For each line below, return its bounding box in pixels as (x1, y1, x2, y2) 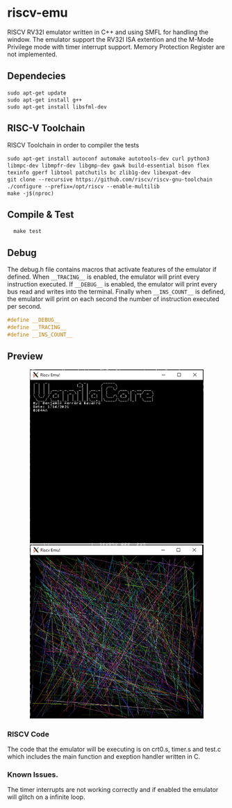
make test (13, 228, 42, 235)
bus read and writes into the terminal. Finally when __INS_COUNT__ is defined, (7, 287, 226, 296)
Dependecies (7, 70, 66, 82)
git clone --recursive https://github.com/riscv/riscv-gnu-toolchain (7, 176, 213, 183)
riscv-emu (7, 5, 68, 21)
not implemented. (7, 50, 58, 58)
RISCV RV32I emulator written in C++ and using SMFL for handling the (7, 28, 209, 36)
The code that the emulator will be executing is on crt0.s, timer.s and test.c (7, 745, 221, 753)
